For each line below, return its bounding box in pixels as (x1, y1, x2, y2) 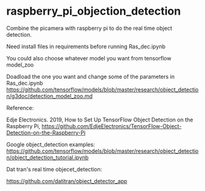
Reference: (6, 104, 34, 111)
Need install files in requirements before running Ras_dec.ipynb (6, 43, 166, 50)
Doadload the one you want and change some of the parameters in (6, 73, 175, 80)
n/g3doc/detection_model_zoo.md (6, 92, 93, 99)
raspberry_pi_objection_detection (6, 4, 181, 18)
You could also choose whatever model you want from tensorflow (6, 54, 172, 62)
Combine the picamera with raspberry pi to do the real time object (6, 24, 173, 32)
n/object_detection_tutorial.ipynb (6, 154, 89, 161)
